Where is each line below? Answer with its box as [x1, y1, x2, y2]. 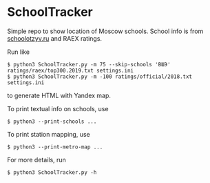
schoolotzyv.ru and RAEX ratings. [7, 34, 102, 42]
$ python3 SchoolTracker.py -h [7, 168, 97, 176]
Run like [7, 48, 30, 56]
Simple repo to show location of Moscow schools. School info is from [7, 27, 204, 35]
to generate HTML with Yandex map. [7, 91, 112, 99]
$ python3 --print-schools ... [7, 118, 97, 125]
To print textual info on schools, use [7, 104, 109, 113]
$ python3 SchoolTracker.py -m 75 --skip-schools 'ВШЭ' [7, 61, 171, 68]
